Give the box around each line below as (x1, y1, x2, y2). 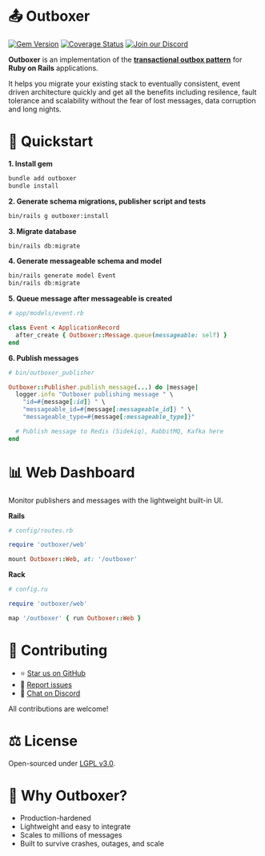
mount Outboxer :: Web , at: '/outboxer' (8, 555, 138, 563)
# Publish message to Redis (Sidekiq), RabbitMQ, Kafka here (15, 427, 224, 435)
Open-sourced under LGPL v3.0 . (8, 758, 116, 768)
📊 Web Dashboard (8, 463, 135, 482)
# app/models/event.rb (8, 309, 84, 317)
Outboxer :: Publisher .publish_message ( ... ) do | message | (8, 383, 199, 391)
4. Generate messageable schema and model (8, 256, 163, 266)
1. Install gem (8, 159, 54, 168)
